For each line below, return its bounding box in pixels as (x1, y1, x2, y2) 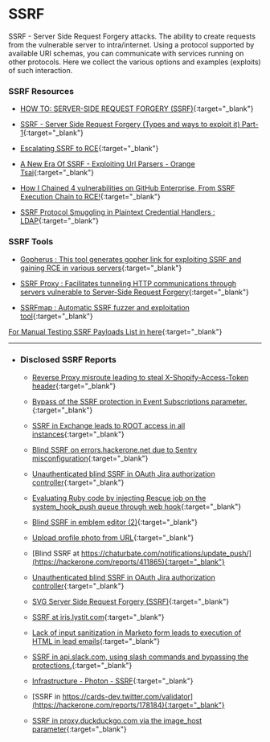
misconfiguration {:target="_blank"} (31, 453, 149, 463)
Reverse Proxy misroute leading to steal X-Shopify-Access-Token (31, 372, 249, 382)
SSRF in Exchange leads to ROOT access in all (31, 420, 186, 430)
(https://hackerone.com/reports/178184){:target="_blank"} (31, 700, 225, 710)
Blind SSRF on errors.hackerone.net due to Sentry (31, 445, 198, 454)
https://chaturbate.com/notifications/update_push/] (80, 548, 252, 558)
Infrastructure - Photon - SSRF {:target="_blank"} (31, 676, 194, 686)
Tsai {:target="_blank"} (19, 168, 95, 178)
